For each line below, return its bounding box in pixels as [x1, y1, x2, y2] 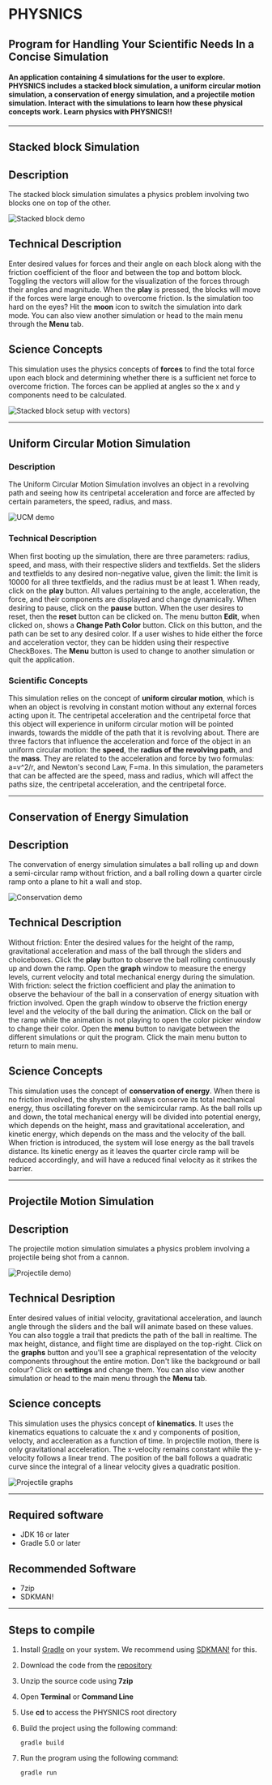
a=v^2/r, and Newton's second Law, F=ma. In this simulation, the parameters [8, 762, 264, 771]
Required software [8, 1508, 104, 1521]
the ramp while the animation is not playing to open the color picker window [8, 1015, 261, 1024]
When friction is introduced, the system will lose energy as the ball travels [8, 1137, 255, 1148]
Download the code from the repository [19, 1660, 152, 1670]
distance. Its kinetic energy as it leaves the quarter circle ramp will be [8, 1146, 240, 1156]
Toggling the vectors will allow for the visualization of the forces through [8, 276, 249, 285]
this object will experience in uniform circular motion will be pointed [8, 719, 234, 728]
